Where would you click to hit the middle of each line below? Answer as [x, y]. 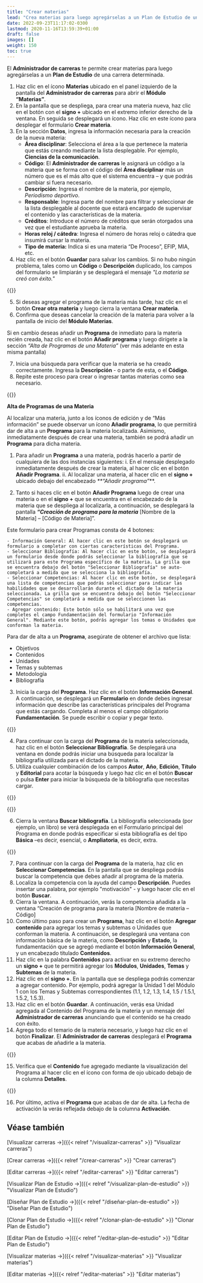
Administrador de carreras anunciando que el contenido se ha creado [103, 1017]
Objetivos [27, 648]
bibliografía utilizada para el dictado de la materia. [78, 760]
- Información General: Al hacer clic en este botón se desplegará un [97, 541]
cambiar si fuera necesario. [58, 182]
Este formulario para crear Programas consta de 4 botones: [81, 530]
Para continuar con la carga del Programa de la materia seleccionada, [102, 741]
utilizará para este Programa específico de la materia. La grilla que [98, 562]
